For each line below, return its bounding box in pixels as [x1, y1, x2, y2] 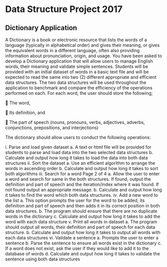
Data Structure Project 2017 [5, 4, 123, 15]
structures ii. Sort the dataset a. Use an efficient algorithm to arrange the [5, 160, 155, 166]
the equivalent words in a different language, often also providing [5, 48, 140, 53]
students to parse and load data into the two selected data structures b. [5, 150, 153, 155]
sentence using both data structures [5, 256, 80, 262]
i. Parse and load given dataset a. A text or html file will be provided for [5, 144, 151, 150]
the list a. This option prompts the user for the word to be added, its [5, 197, 145, 203]
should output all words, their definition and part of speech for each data [5, 224, 155, 230]
